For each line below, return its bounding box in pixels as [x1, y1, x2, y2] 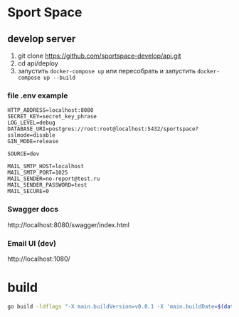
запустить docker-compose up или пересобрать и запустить [17, 67, 196, 75]
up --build [43, 74, 76, 81]
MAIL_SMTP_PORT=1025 [7, 169, 69, 177]
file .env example [7, 90, 68, 100]
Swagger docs [7, 204, 59, 214]
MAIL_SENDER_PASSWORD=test [7, 182, 87, 189]
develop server [7, 33, 76, 45]
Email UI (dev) [7, 238, 57, 248]
